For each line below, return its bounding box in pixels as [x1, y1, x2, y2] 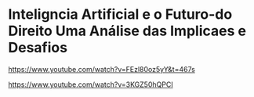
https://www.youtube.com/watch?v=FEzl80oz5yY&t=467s [8, 64, 196, 74]
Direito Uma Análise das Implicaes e [8, 22, 247, 40]
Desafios [8, 39, 68, 56]
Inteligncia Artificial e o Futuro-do [8, 5, 233, 23]
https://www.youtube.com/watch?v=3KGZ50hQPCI [8, 80, 174, 89]
